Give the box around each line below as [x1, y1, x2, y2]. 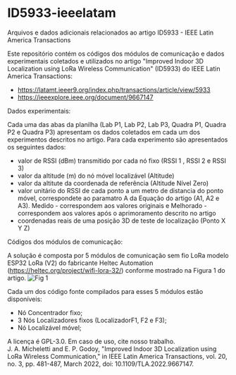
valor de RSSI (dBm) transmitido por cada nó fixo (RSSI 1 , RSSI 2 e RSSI [17, 156, 227, 165]
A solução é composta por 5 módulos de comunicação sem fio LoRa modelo [7, 251, 229, 259]
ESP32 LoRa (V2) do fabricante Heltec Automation [7, 259, 154, 267]
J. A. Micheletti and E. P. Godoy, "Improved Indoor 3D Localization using [7, 344, 217, 353]
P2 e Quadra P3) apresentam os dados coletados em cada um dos [7, 128, 201, 136]
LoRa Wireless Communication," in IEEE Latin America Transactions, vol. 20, [7, 352, 228, 360]
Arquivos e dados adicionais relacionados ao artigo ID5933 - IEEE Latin [7, 28, 214, 37]
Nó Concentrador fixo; [17, 308, 83, 316]
